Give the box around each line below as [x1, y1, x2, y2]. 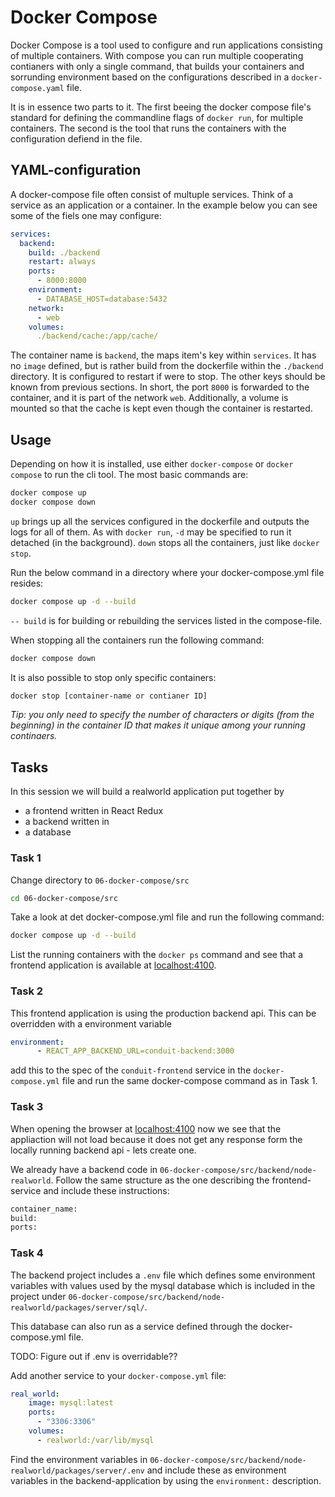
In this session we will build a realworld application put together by [10, 786, 285, 798]
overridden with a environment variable [10, 1017, 172, 1030]
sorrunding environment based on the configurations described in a [10, 71, 290, 83]
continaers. [10, 730, 58, 742]
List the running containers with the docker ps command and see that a [10, 949, 303, 961]
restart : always [28, 257, 97, 267]
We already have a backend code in [10, 1163, 158, 1175]
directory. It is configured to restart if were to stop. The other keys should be [10, 371, 326, 383]
